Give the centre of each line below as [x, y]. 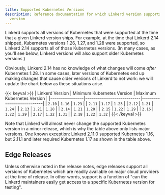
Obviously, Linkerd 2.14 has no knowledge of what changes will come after [81, 68]
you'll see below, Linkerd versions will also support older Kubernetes [74, 53]
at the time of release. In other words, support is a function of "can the [76, 177]
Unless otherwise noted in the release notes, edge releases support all [77, 167]
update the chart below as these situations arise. [54, 84]
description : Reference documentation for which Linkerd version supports [83, 14]
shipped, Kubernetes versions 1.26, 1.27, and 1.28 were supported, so [75, 43]
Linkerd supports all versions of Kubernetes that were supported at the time [82, 33]
